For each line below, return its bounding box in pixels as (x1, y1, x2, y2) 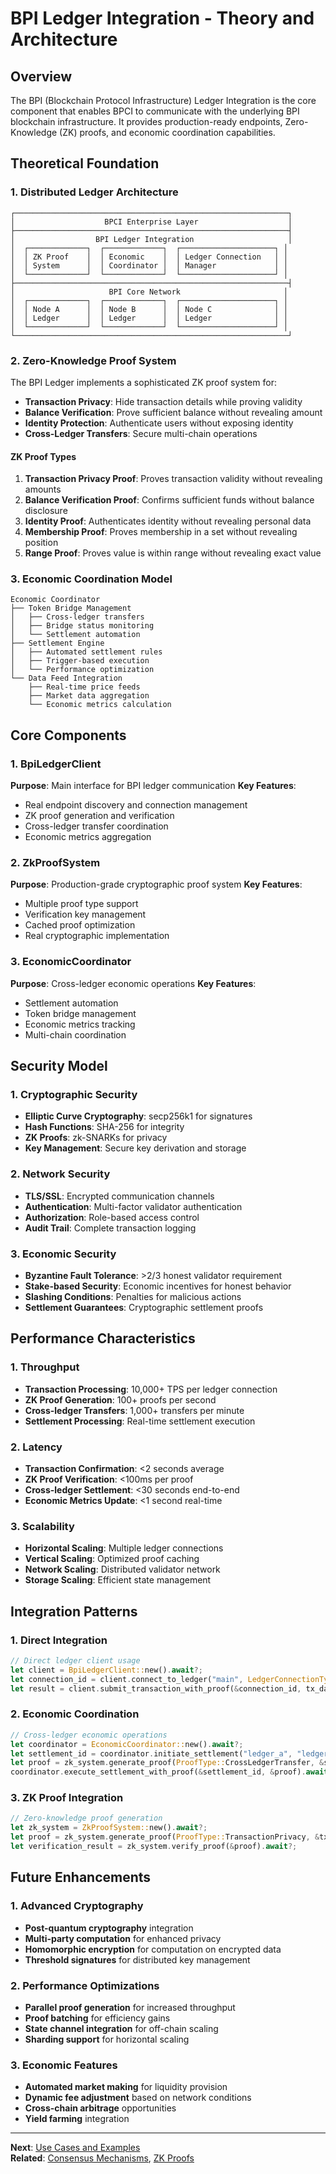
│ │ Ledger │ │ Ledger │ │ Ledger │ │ (10, 313, 288, 323)
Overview (10, 68, 73, 85)
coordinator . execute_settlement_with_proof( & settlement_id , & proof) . (10, 1767, 307, 1777)
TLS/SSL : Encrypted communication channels (24, 1190, 215, 1202)
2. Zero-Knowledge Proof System (10, 353, 177, 367)
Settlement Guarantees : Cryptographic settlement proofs (24, 1302, 264, 1314)
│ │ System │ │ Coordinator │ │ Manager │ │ (10, 260, 288, 271)
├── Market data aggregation (28, 691, 150, 701)
